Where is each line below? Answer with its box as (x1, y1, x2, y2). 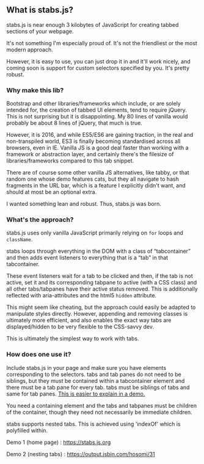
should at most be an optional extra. (6, 189, 97, 196)
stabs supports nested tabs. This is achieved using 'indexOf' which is (6, 420, 181, 427)
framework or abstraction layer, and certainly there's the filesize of (6, 151, 174, 158)
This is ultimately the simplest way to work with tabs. (6, 335, 139, 343)
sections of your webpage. (6, 27, 74, 35)
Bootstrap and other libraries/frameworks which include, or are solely (6, 100, 181, 107)
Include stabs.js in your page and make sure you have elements (6, 364, 167, 371)
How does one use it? (6, 350, 71, 359)
